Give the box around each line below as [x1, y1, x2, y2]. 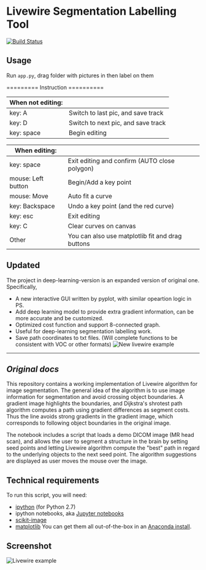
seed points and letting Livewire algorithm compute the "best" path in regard [6, 444, 200, 452]
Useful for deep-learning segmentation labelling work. [15, 327, 153, 335]
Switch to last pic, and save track [68, 109, 164, 117]
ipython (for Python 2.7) [15, 503, 76, 510]
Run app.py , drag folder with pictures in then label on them [6, 72, 154, 79]
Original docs [6, 364, 59, 374]
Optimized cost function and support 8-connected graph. [15, 321, 161, 328]
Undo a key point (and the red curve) [67, 201, 175, 210]
